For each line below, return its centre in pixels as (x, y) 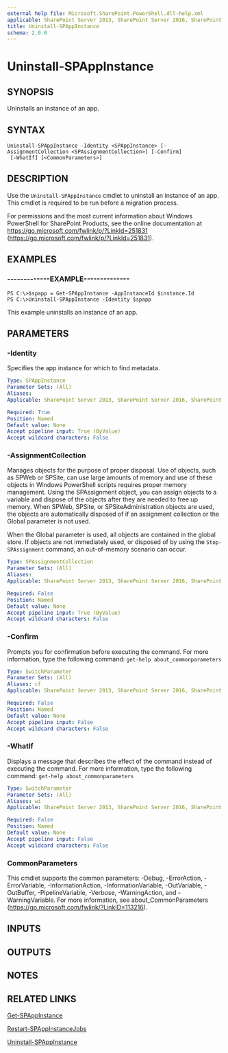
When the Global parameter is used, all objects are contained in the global (111, 535)
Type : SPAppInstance (37, 381)
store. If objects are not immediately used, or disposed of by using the (106, 542)
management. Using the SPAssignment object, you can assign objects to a (112, 492)
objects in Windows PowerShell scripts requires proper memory (97, 485)
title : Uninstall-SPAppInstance (53, 26)
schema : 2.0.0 (27, 33)
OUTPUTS (29, 952)
